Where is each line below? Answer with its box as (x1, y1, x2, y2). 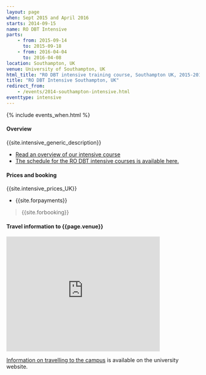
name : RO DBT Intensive (6, 26, 67, 32)
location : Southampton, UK (6, 60, 75, 66)
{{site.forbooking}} (21, 209, 69, 216)
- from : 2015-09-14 (17, 37, 67, 44)
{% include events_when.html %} (6, 111, 91, 118)
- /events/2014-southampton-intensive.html (17, 89, 131, 95)
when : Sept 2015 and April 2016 (6, 15, 89, 21)
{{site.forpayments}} (15, 197, 67, 204)
